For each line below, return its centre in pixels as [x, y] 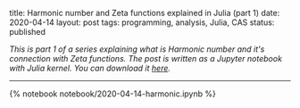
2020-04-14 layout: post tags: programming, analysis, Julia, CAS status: [142, 22]
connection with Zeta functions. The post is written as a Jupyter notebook [146, 58]
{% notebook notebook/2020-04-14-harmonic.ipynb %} [112, 94]
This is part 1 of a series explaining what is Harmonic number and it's [137, 49]
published [28, 32]
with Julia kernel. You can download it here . [90, 68]
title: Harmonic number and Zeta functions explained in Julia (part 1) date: [145, 13]
